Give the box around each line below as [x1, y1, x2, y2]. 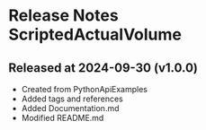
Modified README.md [21, 113, 104, 123]
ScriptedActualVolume [8, 24, 182, 45]
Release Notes [8, 5, 119, 26]
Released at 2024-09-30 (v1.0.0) [8, 60, 199, 75]
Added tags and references [21, 93, 123, 104]
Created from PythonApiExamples [21, 84, 148, 94]
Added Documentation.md [21, 103, 120, 113]
